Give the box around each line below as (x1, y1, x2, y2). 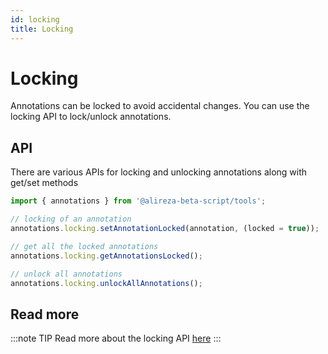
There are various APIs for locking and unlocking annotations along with (10, 166, 308, 178)
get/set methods (10, 177, 79, 189)
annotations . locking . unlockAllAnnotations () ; (10, 278, 203, 288)
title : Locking (10, 24, 74, 34)
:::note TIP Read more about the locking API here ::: (10, 332, 222, 345)
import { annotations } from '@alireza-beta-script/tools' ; (10, 196, 267, 206)
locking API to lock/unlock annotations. (10, 111, 172, 123)
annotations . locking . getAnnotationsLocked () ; (10, 251, 203, 261)
